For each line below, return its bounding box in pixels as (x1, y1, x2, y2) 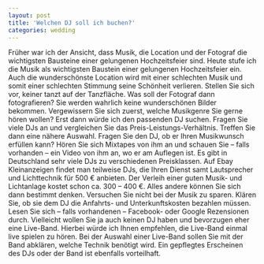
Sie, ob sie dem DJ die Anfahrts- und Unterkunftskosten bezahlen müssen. (8, 199, 251, 208)
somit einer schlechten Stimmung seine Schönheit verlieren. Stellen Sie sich (8, 81, 255, 91)
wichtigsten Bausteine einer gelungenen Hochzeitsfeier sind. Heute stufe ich (8, 56, 257, 65)
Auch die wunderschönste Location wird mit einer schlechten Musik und (8, 73, 243, 83)
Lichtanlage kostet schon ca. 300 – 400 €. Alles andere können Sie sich (8, 182, 242, 191)
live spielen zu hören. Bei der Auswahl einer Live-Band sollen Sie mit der (8, 232, 244, 241)
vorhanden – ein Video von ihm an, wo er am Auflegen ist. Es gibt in (8, 148, 228, 158)
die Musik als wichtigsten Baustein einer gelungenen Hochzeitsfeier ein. (8, 65, 242, 74)
